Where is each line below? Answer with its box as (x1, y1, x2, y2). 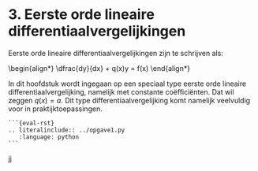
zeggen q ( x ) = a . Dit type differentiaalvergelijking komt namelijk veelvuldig (8, 95, 251, 105)
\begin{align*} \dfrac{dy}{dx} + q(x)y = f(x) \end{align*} (8, 63, 191, 72)
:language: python (18, 132, 80, 141)
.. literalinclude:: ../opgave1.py (8, 126, 125, 134)
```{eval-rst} (8, 119, 55, 127)
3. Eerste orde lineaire (8, 6, 155, 24)
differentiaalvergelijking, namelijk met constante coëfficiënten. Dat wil (8, 87, 234, 96)
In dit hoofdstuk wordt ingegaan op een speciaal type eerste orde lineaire (8, 79, 247, 88)
